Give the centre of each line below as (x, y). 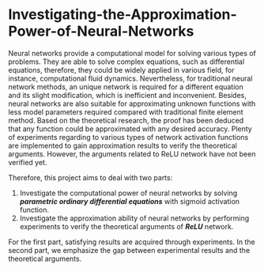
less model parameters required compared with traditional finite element (126, 111)
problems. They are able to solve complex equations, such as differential (126, 62)
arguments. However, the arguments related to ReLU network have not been (132, 154)
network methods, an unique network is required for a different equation (126, 87)
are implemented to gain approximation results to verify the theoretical (123, 145)
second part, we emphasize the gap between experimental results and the (129, 250)
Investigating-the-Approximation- (123, 15)
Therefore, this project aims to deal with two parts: (91, 177)
